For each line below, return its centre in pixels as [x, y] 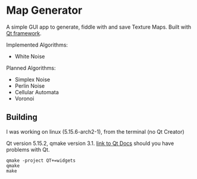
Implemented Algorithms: [37, 45]
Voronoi [24, 98]
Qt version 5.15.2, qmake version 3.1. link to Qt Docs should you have [90, 143]
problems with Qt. [28, 149]
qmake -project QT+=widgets [41, 161]
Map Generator [44, 10]
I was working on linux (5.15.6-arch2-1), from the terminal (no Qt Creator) [95, 131]
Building [22, 117]
